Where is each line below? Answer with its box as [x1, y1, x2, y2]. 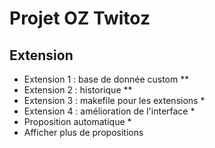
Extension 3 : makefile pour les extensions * [23, 95, 206, 106]
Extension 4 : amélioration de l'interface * [23, 105, 196, 117]
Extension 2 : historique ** [23, 84, 133, 96]
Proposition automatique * [23, 116, 132, 127]
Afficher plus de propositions [23, 127, 144, 138]
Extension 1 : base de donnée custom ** [23, 73, 190, 85]
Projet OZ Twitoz [9, 7, 151, 30]
